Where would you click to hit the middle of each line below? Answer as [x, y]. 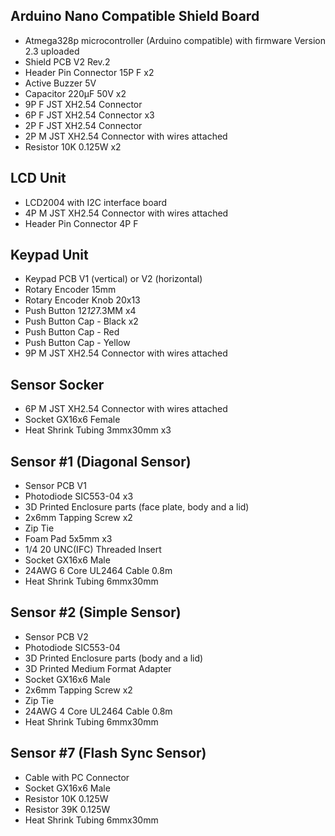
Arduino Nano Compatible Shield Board [135, 16]
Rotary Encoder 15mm [70, 290]
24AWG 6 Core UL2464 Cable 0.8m [98, 571]
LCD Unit [38, 178]
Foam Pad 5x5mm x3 [68, 539]
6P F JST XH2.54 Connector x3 [89, 115]
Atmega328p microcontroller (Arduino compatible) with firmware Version [175, 40]
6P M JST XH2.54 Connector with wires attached [126, 409]
